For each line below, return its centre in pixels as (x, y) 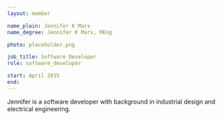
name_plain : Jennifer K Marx (49, 26)
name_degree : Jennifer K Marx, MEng (59, 32)
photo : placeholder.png (41, 45)
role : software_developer (44, 63)
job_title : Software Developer (52, 57)
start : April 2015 (33, 76)
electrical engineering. (39, 109)
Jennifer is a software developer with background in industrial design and (111, 101)
